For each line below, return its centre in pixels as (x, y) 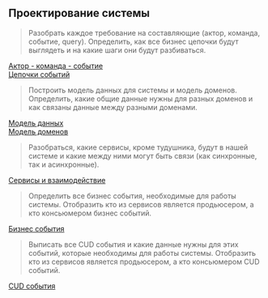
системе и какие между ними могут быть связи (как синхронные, (143, 155)
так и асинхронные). (64, 164)
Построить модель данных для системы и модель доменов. (132, 90)
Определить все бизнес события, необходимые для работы (132, 196)
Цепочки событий (39, 74)
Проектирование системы (79, 13)
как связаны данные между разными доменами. (113, 107)
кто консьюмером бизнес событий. (90, 213)
